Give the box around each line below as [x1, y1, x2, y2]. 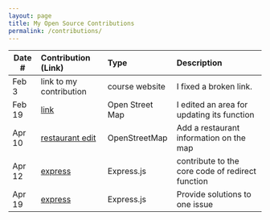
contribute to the [176, 156, 239, 167]
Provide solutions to [176, 189, 252, 200]
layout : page [8, 11, 52, 20]
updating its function [176, 110, 255, 121]
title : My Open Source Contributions [8, 19, 135, 27]
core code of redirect [176, 166, 257, 177]
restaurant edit [40, 132, 96, 143]
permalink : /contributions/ [8, 27, 103, 35]
